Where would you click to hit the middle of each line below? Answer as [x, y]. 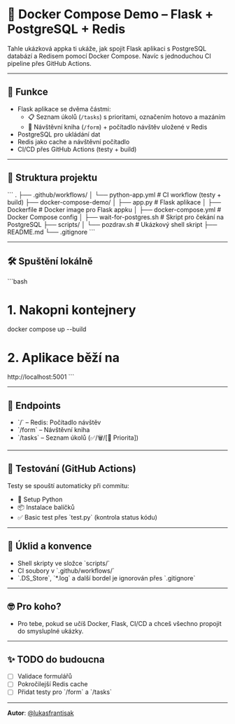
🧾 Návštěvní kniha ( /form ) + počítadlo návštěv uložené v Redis [117, 127]
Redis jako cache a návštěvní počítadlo [73, 141]
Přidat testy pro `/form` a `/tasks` [64, 692]
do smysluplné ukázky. [50, 631]
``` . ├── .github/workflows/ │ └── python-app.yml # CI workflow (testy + [114, 195]
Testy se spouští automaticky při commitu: [68, 485]
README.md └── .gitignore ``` [51, 232]
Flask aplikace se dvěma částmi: [64, 109]
